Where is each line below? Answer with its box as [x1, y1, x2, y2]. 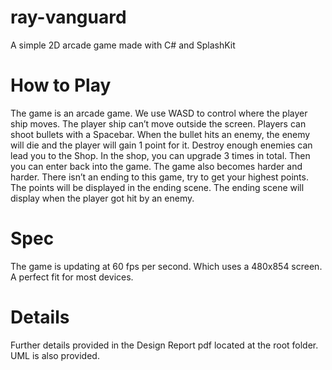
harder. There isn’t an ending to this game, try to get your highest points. [10, 171, 309, 183]
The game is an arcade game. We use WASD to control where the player [10, 107, 308, 119]
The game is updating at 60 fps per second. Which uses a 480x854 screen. [10, 260, 323, 272]
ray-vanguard [10, 6, 127, 29]
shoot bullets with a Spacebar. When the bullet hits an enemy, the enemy [10, 128, 311, 140]
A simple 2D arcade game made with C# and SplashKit [10, 39, 236, 51]
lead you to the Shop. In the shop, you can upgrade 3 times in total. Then [10, 149, 311, 161]
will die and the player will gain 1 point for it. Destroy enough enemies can [10, 139, 313, 151]
